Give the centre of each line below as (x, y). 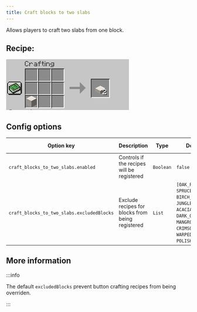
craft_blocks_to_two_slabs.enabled (52, 167)
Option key (61, 146)
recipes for (132, 206)
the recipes (132, 164)
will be (127, 170)
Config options (34, 127)
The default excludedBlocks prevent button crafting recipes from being (91, 286)
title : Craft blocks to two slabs (48, 12)
